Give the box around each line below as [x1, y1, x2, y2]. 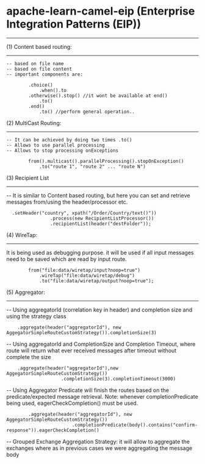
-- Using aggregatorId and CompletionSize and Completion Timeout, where [6, 340, 196, 348]
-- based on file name [6, 60, 64, 66]
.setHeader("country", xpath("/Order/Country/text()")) [12, 210, 157, 216]
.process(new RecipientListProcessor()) [49, 215, 154, 221]
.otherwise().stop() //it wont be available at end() [28, 93, 168, 99]
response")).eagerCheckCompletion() [6, 427, 99, 434]
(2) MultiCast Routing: [6, 119, 62, 126]
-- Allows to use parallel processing [6, 142, 105, 148]
